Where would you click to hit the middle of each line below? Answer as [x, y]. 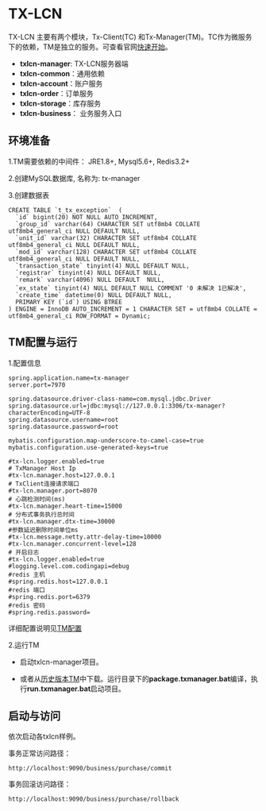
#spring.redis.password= [49, 612]
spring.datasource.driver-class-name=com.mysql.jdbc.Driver [110, 399]
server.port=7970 [37, 385]
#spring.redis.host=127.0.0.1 [58, 581]
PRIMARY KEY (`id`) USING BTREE [69, 302]
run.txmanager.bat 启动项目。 [76, 689]
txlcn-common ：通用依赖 [62, 73]
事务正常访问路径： [40, 753]
